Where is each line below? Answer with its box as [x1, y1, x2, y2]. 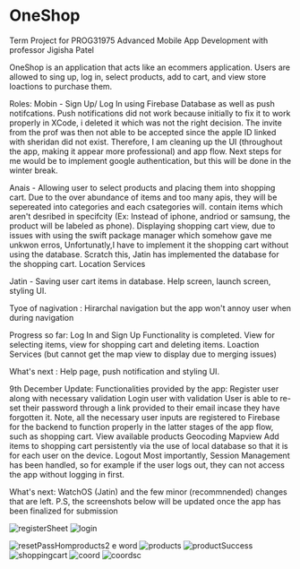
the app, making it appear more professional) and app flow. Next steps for [9, 145, 282, 157]
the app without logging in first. [9, 469, 125, 479]
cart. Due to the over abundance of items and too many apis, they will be [9, 192, 278, 203]
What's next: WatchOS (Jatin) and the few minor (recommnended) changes [9, 486, 288, 497]
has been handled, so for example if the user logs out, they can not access [9, 459, 285, 470]
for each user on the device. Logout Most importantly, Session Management [9, 450, 290, 461]
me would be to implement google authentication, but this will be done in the [9, 155, 292, 166]
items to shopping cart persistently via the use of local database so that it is [9, 440, 288, 451]
